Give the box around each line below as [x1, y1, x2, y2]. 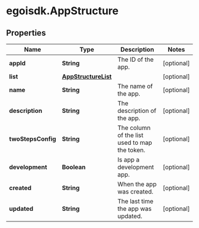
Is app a [117, 156, 140, 164]
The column [117, 123, 151, 132]
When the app [117, 180, 157, 188]
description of [117, 107, 157, 115]
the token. [117, 146, 146, 154]
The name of [117, 82, 153, 90]
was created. [117, 188, 154, 195]
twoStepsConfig [9, 135, 56, 143]
